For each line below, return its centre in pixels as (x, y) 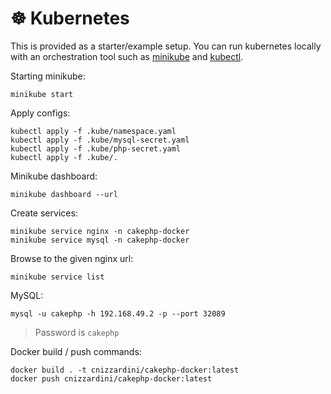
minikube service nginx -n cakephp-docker (100, 231)
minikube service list (57, 277)
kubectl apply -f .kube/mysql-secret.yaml (100, 140)
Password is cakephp (77, 332)
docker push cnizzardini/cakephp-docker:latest (111, 378)
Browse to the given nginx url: (72, 258)
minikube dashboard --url (64, 194)
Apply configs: (40, 113)
